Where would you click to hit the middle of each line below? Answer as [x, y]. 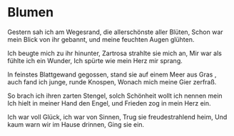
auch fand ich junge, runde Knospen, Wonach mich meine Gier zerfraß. [112, 81]
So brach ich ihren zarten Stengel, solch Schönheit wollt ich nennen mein [115, 96]
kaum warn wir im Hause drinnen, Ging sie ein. [76, 124]
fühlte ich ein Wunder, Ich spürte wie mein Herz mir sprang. [95, 60]
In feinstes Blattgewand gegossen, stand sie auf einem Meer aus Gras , [112, 74]
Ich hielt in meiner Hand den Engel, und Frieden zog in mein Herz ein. [110, 103]
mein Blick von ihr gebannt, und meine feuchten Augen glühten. [101, 39]
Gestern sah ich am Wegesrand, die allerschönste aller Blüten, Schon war [115, 32]
